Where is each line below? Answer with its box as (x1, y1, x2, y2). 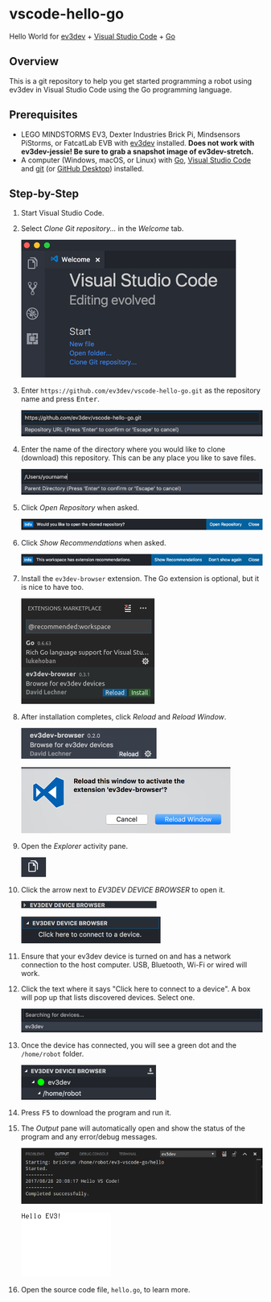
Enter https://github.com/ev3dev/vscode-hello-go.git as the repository (20, 385, 261, 395)
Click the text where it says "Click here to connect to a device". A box (20, 983, 251, 994)
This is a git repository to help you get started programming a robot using (9, 76, 253, 85)
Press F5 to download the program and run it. (20, 1108, 172, 1118)
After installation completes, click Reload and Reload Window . (20, 711, 227, 721)
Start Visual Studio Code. (20, 208, 105, 218)
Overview (9, 55, 60, 68)
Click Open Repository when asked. (20, 503, 140, 513)
